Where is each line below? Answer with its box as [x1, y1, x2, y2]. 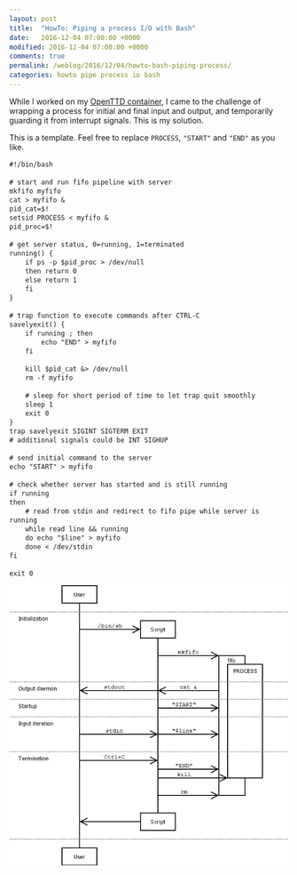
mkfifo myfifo [9, 187, 62, 196]
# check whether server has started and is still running [9, 480, 228, 489]
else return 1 [25, 276, 77, 285]
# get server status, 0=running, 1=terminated [9, 240, 184, 249]
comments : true [9, 52, 66, 61]
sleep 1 [25, 400, 53, 409]
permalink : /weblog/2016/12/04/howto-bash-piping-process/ [9, 61, 232, 70]
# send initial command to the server [9, 454, 152, 462]
